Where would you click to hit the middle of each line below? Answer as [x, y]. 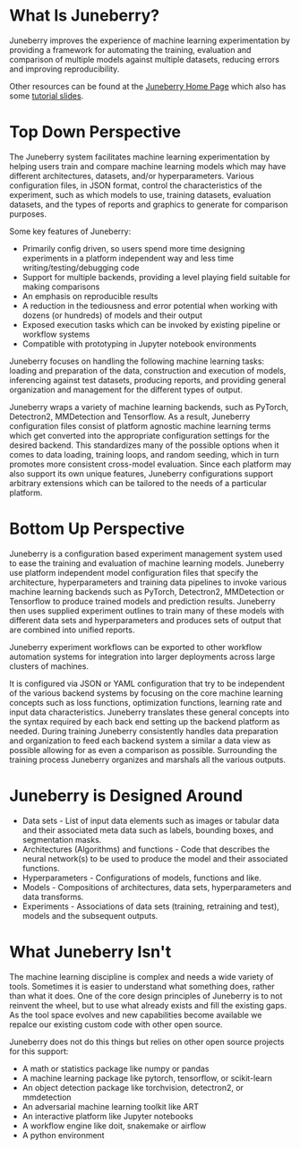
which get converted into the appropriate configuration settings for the [140, 435]
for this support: [39, 1051]
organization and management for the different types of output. [126, 390]
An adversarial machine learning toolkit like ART [111, 1106]
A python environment [63, 1135]
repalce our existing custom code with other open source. [116, 1024]
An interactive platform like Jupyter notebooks [108, 1116]
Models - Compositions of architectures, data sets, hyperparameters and [157, 887]
